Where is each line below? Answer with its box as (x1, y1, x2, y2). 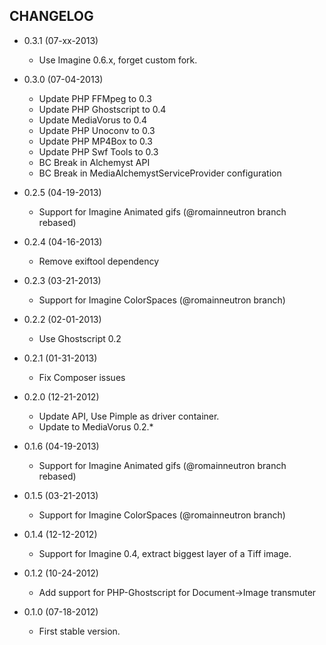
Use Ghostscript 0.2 (38, 332, 122, 344)
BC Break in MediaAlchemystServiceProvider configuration (38, 167, 282, 179)
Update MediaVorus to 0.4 (38, 114, 148, 126)
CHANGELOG (9, 8, 94, 25)
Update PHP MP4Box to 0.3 (38, 135, 153, 147)
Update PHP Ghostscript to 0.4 (38, 103, 167, 115)
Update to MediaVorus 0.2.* (38, 420, 154, 433)
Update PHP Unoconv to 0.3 (38, 124, 156, 136)
